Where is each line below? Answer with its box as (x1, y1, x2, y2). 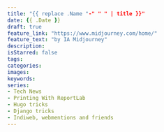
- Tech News (7, 88, 42, 95)
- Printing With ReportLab (7, 95, 86, 102)
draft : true (7, 23, 42, 30)
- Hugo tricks (7, 101, 49, 108)
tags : (7, 56, 23, 63)
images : (7, 68, 30, 75)
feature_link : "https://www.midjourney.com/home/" (7, 29, 158, 37)
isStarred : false (7, 50, 58, 57)
